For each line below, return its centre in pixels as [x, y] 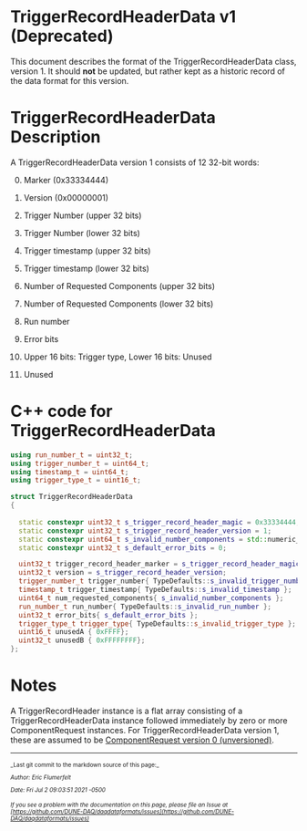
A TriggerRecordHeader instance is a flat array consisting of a [127, 711]
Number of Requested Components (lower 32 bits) [118, 304]
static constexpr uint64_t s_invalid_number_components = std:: [143, 539]
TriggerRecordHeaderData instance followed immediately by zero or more [149, 721]
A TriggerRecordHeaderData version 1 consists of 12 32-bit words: [135, 162]
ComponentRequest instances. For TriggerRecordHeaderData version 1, [145, 730]
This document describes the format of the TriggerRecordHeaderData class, [153, 61]
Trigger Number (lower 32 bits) [82, 233]
